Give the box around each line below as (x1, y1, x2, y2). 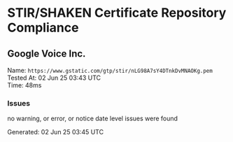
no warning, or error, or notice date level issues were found (7, 114, 178, 123)
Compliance (7, 20, 79, 36)
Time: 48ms (7, 81, 42, 89)
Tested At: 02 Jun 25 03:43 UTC (7, 73, 101, 82)
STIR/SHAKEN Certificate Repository (7, 5, 227, 21)
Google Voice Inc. (7, 48, 86, 59)
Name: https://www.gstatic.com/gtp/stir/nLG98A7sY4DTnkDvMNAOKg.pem (7, 66, 213, 74)
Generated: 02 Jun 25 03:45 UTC (7, 128, 104, 136)
